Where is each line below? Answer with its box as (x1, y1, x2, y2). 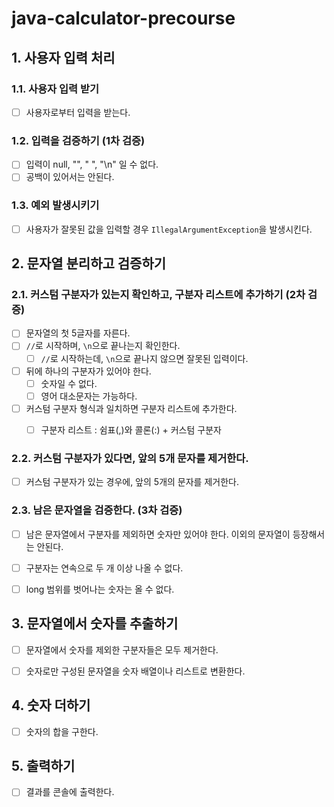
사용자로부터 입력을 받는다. (25, 106, 131, 118)
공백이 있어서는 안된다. (25, 171, 115, 183)
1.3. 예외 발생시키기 (11, 198, 100, 212)
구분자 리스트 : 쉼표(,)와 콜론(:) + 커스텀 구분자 (40, 423, 222, 436)
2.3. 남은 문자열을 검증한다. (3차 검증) (11, 503, 183, 517)
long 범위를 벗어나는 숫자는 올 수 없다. (25, 583, 175, 595)
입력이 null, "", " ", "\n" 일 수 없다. (25, 158, 159, 171)
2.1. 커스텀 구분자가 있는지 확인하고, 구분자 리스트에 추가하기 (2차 (11, 288, 306, 302)
